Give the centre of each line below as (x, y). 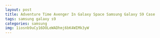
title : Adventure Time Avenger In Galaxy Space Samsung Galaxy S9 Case (80, 14)
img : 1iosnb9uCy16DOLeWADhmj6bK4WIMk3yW (47, 28)
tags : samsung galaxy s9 (31, 19)
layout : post (18, 10)
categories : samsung (26, 23)
